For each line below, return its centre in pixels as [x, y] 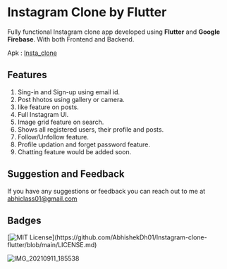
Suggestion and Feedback [66, 174]
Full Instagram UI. [43, 114]
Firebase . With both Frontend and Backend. [71, 39]
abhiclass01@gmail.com [42, 199]
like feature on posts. [48, 107]
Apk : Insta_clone [32, 53]
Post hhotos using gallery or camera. [71, 99]
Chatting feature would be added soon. [74, 151]
